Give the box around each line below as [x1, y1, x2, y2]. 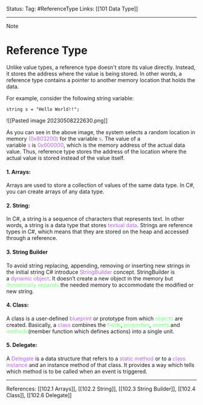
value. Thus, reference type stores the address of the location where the [6, 147, 187, 155]
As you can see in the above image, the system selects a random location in [6, 128, 195, 135]
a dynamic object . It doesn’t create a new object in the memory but [6, 274, 173, 282]
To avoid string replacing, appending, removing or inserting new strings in [6, 262, 190, 269]
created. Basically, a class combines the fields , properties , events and [6, 321, 180, 328]
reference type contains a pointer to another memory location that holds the [6, 76, 195, 83]
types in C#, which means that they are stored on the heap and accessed [6, 228, 189, 235]
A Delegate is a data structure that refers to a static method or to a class [6, 355, 186, 362]
